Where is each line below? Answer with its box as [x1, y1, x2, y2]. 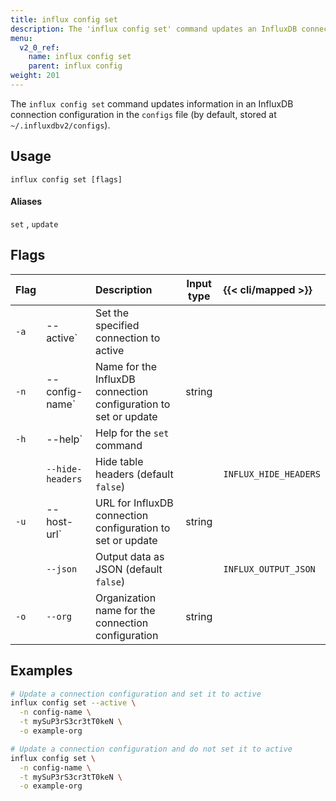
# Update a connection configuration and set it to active [10, 689, 262, 699]
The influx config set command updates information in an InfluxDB [10, 97, 294, 110]
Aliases [10, 196, 43, 208]
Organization [94, 591, 157, 605]
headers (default [94, 467, 174, 481]
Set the [94, 306, 130, 320]
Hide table [94, 454, 144, 468]
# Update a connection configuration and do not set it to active [10, 744, 293, 754]
